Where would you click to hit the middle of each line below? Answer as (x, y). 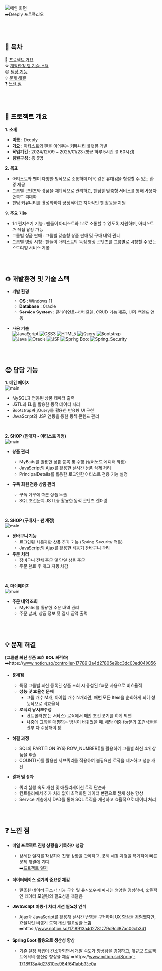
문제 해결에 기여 (34, 862)
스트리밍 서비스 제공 (31, 247)
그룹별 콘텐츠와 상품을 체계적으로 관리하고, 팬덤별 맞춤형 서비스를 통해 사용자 (84, 190)
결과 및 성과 (23, 777)
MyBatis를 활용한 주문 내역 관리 (49, 608)
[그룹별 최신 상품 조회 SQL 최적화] (37, 658)
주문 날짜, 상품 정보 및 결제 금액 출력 (53, 613)
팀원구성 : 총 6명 (28, 158)
